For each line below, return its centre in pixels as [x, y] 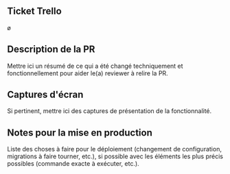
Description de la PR [51, 50]
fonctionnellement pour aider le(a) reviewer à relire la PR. [88, 73]
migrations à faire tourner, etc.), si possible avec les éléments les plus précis [115, 156]
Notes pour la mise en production [80, 133]
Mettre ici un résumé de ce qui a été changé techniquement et [95, 66]
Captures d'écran [45, 95]
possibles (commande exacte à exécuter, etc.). [73, 164]
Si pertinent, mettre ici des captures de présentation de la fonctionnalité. [110, 111]
